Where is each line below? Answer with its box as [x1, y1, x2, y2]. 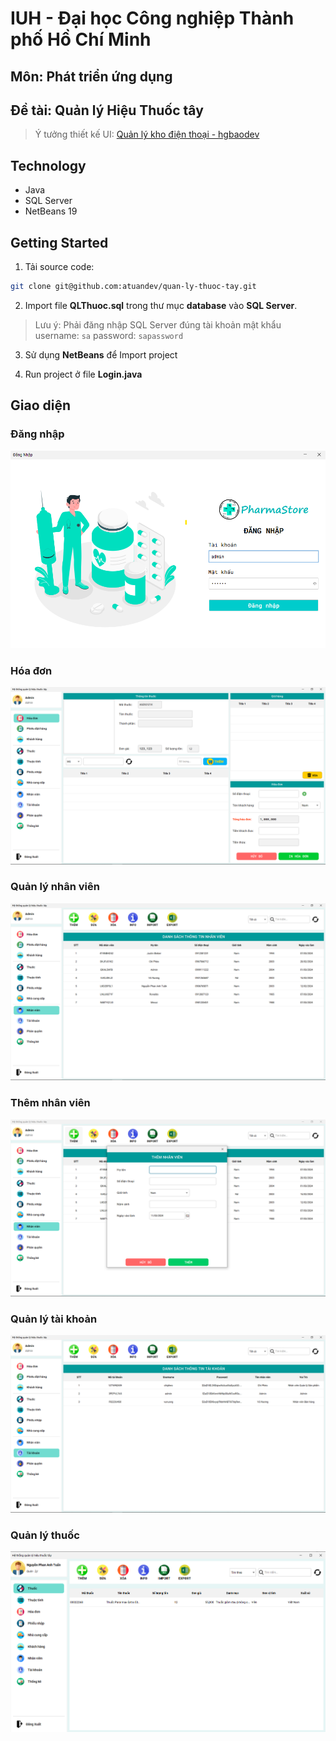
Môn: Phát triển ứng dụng [10, 68, 173, 85]
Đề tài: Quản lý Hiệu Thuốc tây [10, 102, 204, 119]
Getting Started [10, 234, 109, 251]
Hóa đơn [10, 663, 53, 677]
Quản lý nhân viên [10, 880, 100, 894]
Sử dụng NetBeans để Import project [24, 348, 178, 361]
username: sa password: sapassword [34, 329, 184, 341]
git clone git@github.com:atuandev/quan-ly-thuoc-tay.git [10, 282, 257, 292]
